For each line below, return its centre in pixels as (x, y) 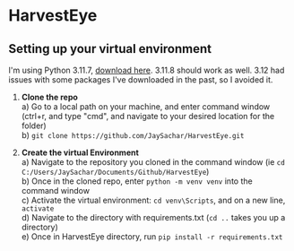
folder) (34, 125)
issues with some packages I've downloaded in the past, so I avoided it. (141, 80)
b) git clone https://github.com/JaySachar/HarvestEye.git (133, 135)
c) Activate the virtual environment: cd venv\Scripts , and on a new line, (153, 200)
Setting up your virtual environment (110, 49)
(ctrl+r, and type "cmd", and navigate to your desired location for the (148, 116)
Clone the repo (49, 97)
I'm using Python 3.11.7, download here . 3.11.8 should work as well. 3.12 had (147, 70)
